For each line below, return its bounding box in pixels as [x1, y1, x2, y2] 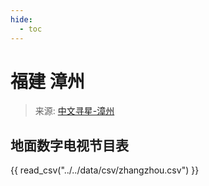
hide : [10, 14, 33, 25]
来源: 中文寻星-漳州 [34, 105, 115, 117]
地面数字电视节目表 [10, 137, 129, 154]
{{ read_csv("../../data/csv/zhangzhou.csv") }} [10, 164, 200, 176]
